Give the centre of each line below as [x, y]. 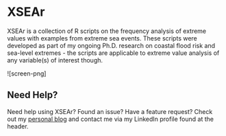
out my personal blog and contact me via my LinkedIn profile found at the [111, 119]
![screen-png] [27, 73]
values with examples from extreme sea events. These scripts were [102, 38]
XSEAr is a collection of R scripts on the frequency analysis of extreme [107, 31]
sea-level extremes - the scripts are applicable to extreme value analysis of [113, 53]
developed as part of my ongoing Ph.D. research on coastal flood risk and [111, 45]
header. [18, 126]
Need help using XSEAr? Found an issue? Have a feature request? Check [110, 111]
